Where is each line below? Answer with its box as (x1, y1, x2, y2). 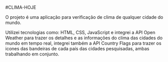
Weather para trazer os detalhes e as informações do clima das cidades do (5, 35, 163, 41)
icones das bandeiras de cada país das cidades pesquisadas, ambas (5, 46, 150, 51)
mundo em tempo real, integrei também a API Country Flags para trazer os (5, 40, 162, 46)
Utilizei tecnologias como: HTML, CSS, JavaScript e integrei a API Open (5, 29, 156, 35)
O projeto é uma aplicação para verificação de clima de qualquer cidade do (5, 14, 164, 20)
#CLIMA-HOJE (5, 5, 37, 10)
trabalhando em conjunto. (5, 51, 60, 57)
